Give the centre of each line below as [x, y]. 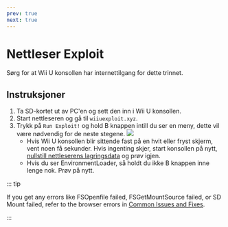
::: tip [14, 184]
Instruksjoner [36, 95]
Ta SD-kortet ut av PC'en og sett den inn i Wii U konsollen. [99, 111]
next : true [22, 20]
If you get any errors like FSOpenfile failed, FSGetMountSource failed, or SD [114, 197]
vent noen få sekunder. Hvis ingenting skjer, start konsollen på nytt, [122, 149]
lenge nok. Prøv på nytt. [60, 171]
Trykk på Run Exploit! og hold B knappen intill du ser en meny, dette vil [118, 126]
